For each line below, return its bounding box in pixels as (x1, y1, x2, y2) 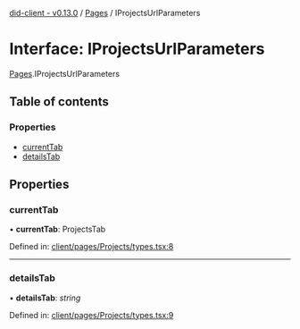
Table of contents (9, 94, 109, 110)
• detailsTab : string (9, 292, 81, 303)
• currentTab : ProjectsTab (9, 224, 106, 235)
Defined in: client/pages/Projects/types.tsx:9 (9, 309, 174, 320)
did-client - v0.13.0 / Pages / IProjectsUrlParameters (9, 8, 201, 18)
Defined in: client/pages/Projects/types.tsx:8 (9, 241, 174, 252)
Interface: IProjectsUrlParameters (9, 39, 265, 59)
